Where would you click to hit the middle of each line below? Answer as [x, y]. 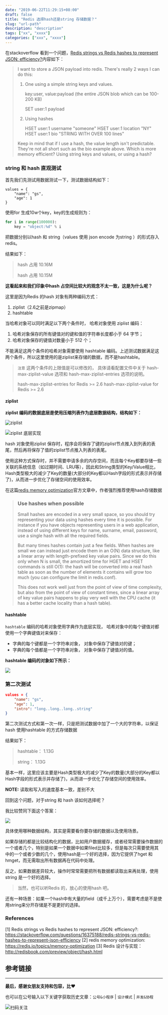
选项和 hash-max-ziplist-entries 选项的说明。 [101, 374]
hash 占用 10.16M [35, 265]
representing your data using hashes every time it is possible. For [85, 520]
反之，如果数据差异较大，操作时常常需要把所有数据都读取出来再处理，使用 [82, 871]
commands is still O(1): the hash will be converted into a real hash [85, 567]
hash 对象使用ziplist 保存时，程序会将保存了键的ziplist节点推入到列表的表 [80, 444]
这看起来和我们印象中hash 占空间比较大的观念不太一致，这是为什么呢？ [79, 286]
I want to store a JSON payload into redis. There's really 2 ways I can [88, 69]
